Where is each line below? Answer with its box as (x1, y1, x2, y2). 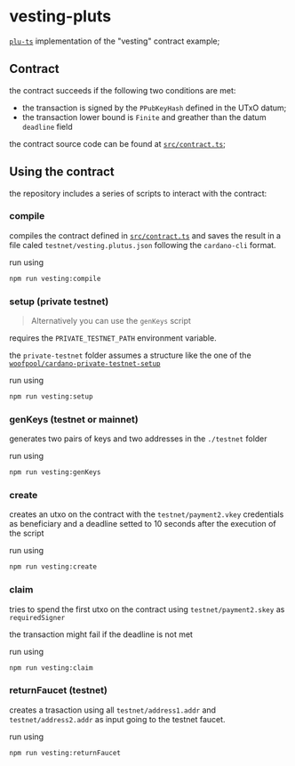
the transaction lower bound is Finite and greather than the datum (21, 111, 267, 122)
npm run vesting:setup (9, 392, 93, 401)
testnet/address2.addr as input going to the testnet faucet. (9, 714, 226, 724)
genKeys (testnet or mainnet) (9, 413, 140, 425)
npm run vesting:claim (9, 663, 93, 673)
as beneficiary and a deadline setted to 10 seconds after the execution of (9, 519, 277, 529)
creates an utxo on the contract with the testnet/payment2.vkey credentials (9, 509, 284, 520)
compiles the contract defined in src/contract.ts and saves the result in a (9, 230, 282, 241)
